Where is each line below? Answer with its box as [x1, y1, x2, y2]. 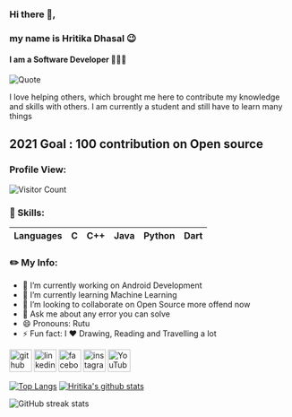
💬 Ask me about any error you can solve [21, 308, 171, 319]
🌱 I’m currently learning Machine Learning [21, 290, 177, 300]
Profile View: [9, 163, 67, 176]
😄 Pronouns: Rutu [21, 318, 90, 329]
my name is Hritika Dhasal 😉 [9, 31, 137, 44]
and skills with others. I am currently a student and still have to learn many [9, 101, 283, 112]
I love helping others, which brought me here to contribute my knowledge [9, 91, 280, 102]
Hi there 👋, [9, 8, 56, 21]
